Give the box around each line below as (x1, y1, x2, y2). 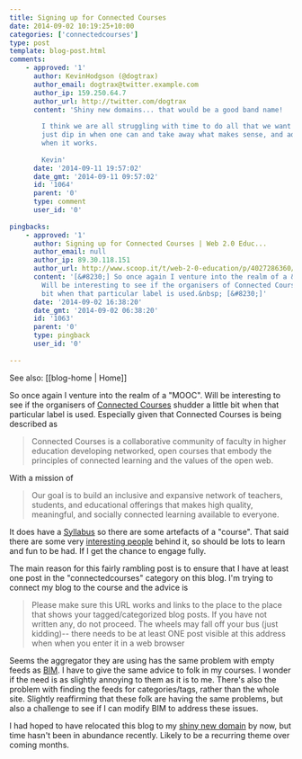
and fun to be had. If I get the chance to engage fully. (9, 545, 207, 556)
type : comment (32, 197, 87, 207)
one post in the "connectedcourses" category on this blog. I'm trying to (9, 572, 274, 583)
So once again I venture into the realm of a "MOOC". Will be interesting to (9, 389, 281, 400)
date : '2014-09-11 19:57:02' (32, 164, 143, 173)
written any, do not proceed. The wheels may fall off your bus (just (31, 618, 279, 630)
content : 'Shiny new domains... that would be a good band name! (32, 105, 283, 114)
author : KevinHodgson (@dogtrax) (32, 72, 159, 81)
